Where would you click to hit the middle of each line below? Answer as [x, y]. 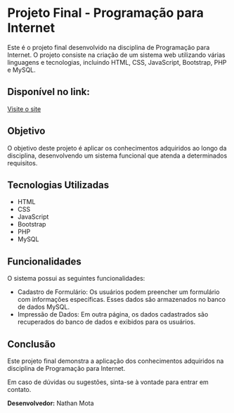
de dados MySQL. [44, 307]
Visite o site [24, 109]
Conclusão [32, 344]
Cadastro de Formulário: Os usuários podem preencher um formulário [118, 292]
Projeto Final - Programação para [105, 13]
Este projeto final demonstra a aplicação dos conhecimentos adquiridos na [116, 361]
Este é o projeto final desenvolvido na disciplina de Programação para [109, 47]
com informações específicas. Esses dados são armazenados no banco [122, 300]
